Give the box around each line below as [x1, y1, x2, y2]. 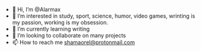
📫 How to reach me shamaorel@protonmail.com [12, 39, 136, 46]
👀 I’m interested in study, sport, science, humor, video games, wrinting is [12, 12, 196, 20]
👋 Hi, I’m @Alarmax [12, 6, 61, 13]
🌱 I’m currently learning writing [12, 25, 90, 32]
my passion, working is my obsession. [12, 19, 108, 26]
